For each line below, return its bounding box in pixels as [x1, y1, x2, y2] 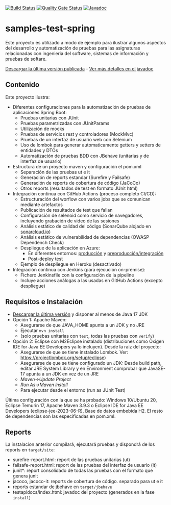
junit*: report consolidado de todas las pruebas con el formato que [12, 467, 153, 474]
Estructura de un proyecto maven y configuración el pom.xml [12, 163, 142, 169]
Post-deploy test [28, 256, 63, 262]
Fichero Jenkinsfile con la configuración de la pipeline [20, 272, 134, 278]
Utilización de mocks [20, 125, 65, 132]
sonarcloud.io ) [20, 229, 51, 235]
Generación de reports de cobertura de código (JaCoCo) [20, 180, 140, 186]
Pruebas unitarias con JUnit [20, 115, 79, 121]
